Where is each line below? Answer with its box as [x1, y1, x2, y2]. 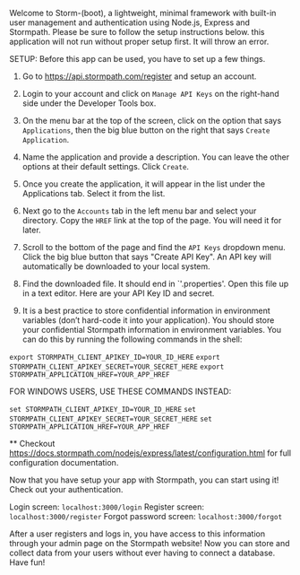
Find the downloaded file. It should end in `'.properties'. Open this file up [21, 278, 289, 289]
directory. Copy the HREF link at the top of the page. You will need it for [21, 215, 282, 225]
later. [21, 224, 42, 235]
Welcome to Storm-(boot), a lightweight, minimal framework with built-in [9, 8, 277, 18]
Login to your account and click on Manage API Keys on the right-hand [21, 89, 279, 99]
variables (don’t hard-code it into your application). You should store [21, 315, 275, 326]
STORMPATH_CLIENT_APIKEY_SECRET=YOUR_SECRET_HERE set [9, 414, 212, 423]
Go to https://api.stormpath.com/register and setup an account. [21, 71, 257, 82]
